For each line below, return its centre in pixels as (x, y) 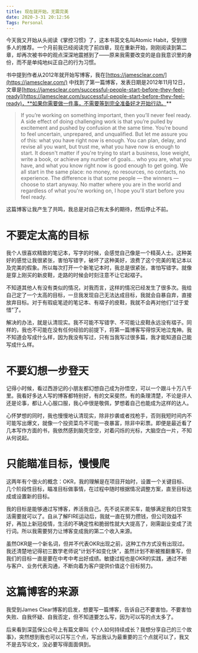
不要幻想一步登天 (48, 371)
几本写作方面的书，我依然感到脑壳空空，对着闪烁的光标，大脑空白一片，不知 (99, 430)
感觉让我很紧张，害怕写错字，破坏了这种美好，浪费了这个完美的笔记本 (101, 260)
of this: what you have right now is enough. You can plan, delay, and (103, 140)
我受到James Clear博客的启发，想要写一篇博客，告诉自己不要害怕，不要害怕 (99, 610)
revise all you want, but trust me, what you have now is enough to (100, 147)
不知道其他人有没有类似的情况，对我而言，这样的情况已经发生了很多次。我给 (99, 288)
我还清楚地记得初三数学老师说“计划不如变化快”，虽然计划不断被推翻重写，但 (99, 551)
